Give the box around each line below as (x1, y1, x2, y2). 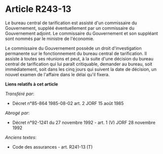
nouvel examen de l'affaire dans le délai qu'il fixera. (5, 71, 110, 77)
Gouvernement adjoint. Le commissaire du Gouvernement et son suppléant (5, 30, 158, 36)
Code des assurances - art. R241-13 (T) (12, 144, 93, 150)
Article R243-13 (5, 3, 72, 15)
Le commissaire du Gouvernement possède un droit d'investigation (5, 45, 142, 51)
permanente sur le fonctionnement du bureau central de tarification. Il (5, 51, 147, 56)
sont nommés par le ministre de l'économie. (5, 36, 95, 42)
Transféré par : (5, 91, 35, 97)
